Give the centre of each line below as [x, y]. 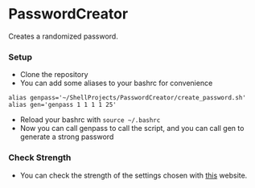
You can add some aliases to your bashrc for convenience [116, 83]
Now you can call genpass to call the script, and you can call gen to [132, 129]
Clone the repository [54, 75]
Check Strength [40, 157]
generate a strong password [67, 137]
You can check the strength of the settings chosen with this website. [134, 175]
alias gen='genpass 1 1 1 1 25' [62, 105]
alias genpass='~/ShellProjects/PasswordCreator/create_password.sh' [127, 98]
